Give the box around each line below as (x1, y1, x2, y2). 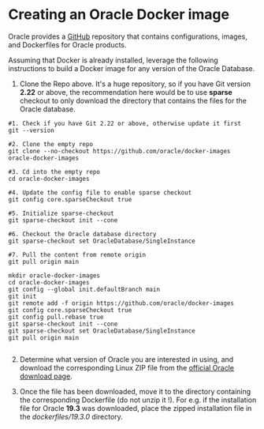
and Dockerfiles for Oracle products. (8, 40, 128, 49)
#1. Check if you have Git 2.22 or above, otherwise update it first (8, 119, 242, 127)
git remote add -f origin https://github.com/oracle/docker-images (8, 299, 235, 307)
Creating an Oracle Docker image (8, 6, 230, 24)
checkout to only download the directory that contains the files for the (19, 96, 247, 105)
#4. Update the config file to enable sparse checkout (8, 188, 192, 197)
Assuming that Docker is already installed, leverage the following (8, 55, 218, 65)
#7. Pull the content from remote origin (8, 250, 147, 258)
